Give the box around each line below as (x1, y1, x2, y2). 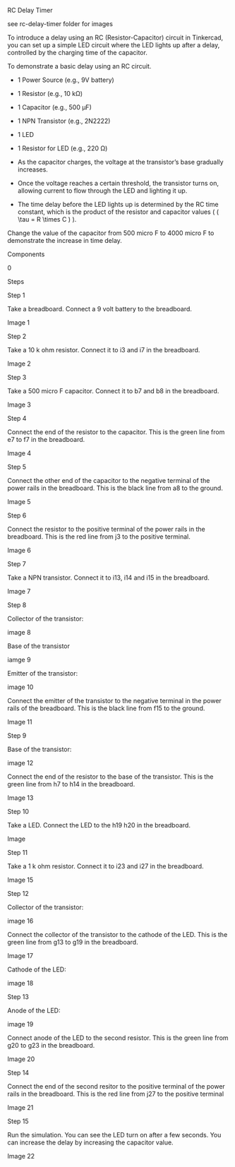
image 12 (7, 759, 34, 767)
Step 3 (7, 373, 27, 381)
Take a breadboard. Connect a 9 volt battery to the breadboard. (7, 305, 193, 313)
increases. (17, 165, 48, 174)
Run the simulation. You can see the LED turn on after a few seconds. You (7, 1131, 222, 1139)
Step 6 (7, 511, 27, 520)
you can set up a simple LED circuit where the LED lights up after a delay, (7, 41, 220, 49)
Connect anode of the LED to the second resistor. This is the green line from (7, 1034, 229, 1042)
